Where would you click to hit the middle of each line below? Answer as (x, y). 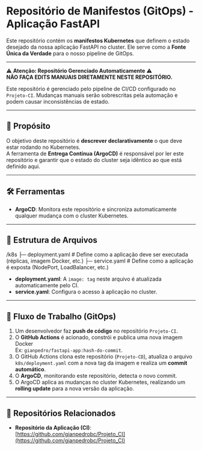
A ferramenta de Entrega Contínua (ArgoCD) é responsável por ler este (95, 153)
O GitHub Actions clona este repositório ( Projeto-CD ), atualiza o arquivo (103, 357)
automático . (30, 369)
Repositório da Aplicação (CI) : (53, 428)
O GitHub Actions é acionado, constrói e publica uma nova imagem (99, 337)
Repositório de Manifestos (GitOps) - (100, 11)
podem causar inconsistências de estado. (58, 101)
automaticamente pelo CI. (47, 286)
